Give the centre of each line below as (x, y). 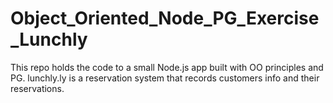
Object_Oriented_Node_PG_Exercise (165, 18)
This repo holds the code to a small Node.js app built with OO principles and (167, 67)
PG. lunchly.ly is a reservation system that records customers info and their (165, 78)
